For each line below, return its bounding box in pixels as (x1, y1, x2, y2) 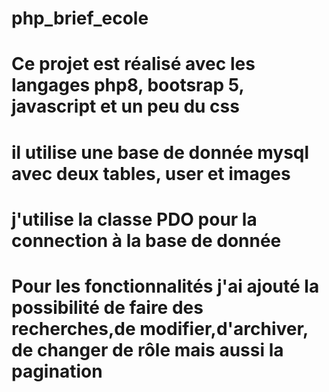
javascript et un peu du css (11, 95, 240, 118)
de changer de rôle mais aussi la (11, 338, 284, 361)
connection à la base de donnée (11, 229, 282, 252)
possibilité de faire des (11, 296, 204, 319)
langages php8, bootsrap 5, (11, 74, 244, 97)
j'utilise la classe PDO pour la (11, 208, 258, 231)
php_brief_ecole (11, 7, 149, 30)
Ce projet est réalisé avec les (11, 53, 256, 76)
